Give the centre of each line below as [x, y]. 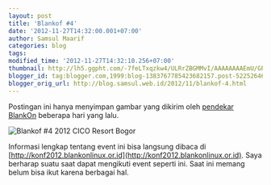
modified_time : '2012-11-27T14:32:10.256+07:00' [92, 61]
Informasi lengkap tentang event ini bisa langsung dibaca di [107, 146]
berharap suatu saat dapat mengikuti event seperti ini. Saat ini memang [127, 163]
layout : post [30, 16]
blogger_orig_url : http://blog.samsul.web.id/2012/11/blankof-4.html [128, 83]
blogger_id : [28, 76]
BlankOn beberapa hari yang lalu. [64, 115]
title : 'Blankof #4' [43, 23]
